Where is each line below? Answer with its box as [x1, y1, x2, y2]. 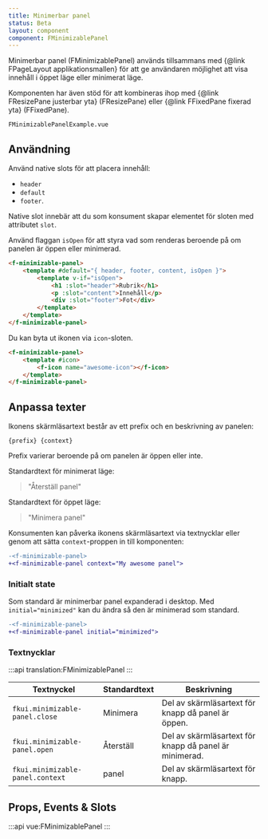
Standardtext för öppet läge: [8, 497, 101, 507]
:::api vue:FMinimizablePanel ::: [8, 821, 111, 831]
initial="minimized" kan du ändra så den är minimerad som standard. [8, 605, 240, 615]
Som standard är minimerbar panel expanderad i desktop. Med [8, 596, 215, 607]
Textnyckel [32, 684, 76, 695]
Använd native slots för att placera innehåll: [8, 164, 151, 173]
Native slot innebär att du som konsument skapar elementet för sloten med [8, 212, 254, 221]
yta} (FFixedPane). [8, 105, 69, 115]
